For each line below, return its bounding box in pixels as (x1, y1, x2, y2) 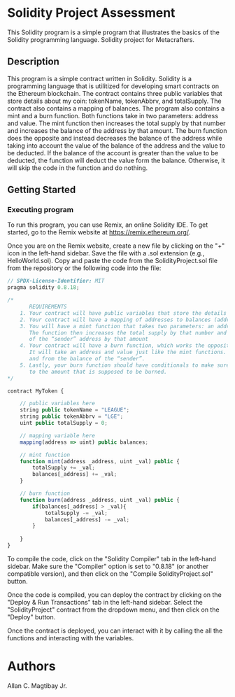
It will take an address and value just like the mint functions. (29, 348, 227, 356)
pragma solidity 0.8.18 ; (7, 284, 80, 291)
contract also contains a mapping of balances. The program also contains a (7, 104, 225, 113)
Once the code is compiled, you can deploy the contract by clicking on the (7, 590, 222, 599)
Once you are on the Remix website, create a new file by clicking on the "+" (7, 241, 225, 250)
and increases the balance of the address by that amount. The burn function (7, 126, 227, 134)
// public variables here (20, 400, 96, 407)
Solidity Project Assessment (7, 5, 176, 21)
